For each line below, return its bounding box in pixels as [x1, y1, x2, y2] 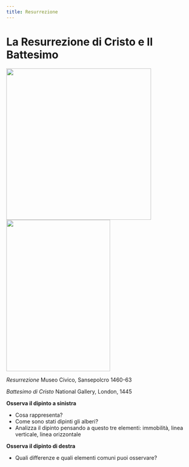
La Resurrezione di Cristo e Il [6, 35, 153, 48]
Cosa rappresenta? [15, 411, 63, 419]
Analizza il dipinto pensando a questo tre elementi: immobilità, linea [15, 424, 184, 431]
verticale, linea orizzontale [15, 431, 81, 438]
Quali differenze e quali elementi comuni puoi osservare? [15, 454, 157, 461]
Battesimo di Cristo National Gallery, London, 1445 [6, 388, 132, 395]
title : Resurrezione [6, 8, 59, 15]
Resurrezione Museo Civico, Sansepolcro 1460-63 [6, 376, 132, 383]
